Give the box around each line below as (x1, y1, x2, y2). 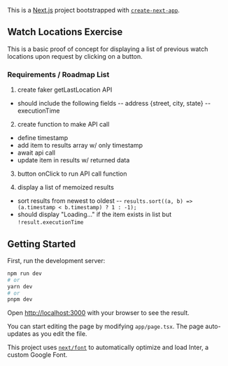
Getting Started (7, 238, 76, 250)
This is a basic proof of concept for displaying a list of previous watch (7, 45, 208, 53)
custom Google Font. (7, 351, 68, 359)
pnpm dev (7, 296, 33, 303)
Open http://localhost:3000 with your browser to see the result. (7, 309, 190, 317)
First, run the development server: (7, 256, 106, 265)
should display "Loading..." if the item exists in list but (17, 210, 172, 219)
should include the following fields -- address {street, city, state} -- (17, 99, 211, 108)
